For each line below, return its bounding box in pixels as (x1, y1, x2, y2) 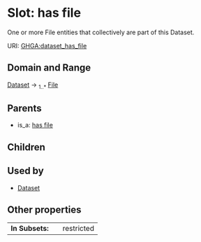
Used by (7, 165, 44, 177)
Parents (7, 102, 42, 114)
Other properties (7, 204, 82, 215)
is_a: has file (17, 121, 54, 129)
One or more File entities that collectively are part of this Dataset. (7, 28, 195, 36)
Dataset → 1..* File (7, 80, 59, 90)
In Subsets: (10, 224, 49, 234)
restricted (62, 224, 94, 234)
